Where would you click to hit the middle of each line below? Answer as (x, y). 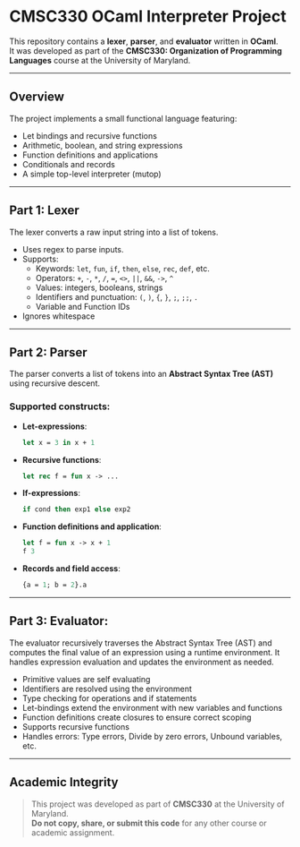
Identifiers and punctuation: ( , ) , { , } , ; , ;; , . (117, 296)
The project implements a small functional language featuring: (123, 118)
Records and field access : (71, 569)
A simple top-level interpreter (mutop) (92, 174)
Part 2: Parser (48, 352)
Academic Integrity (64, 782)
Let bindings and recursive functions (90, 135)
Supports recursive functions (75, 726)
